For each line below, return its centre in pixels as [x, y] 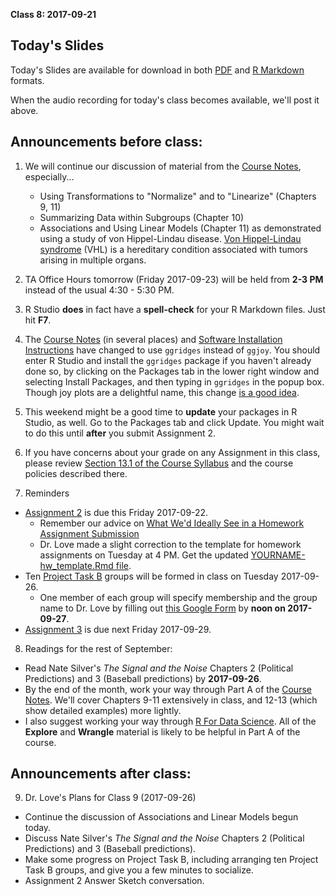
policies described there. [76, 473]
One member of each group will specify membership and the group [178, 597]
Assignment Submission [89, 533]
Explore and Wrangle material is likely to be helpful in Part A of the [162, 731]
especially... [49, 176]
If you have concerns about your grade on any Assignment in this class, [172, 452]
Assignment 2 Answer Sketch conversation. [114, 881]
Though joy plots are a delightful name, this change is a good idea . [162, 392]
